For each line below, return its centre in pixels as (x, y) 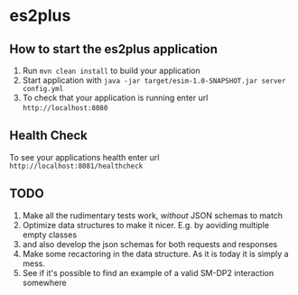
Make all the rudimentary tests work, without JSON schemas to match (152, 215)
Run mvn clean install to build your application (111, 70)
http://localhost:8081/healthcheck (76, 166)
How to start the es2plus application (114, 49)
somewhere (44, 282)
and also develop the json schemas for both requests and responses (150, 244)
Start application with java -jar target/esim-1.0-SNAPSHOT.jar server (154, 80)
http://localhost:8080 (65, 108)
